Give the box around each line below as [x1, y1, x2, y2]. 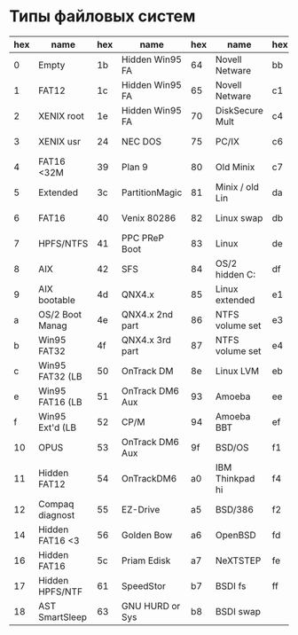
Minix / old [216, 180, 260, 192]
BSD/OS [216, 441, 249, 453]
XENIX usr [38, 135, 82, 147]
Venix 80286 [121, 211, 176, 223]
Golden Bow [121, 529, 173, 541]
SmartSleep [38, 610, 87, 623]
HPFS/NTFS [38, 237, 89, 249]
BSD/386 [216, 503, 255, 515]
